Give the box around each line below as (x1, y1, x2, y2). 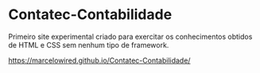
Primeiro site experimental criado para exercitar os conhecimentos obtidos (8, 32, 253, 41)
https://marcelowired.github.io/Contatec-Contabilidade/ (8, 56, 191, 65)
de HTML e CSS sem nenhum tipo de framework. (8, 40, 169, 49)
